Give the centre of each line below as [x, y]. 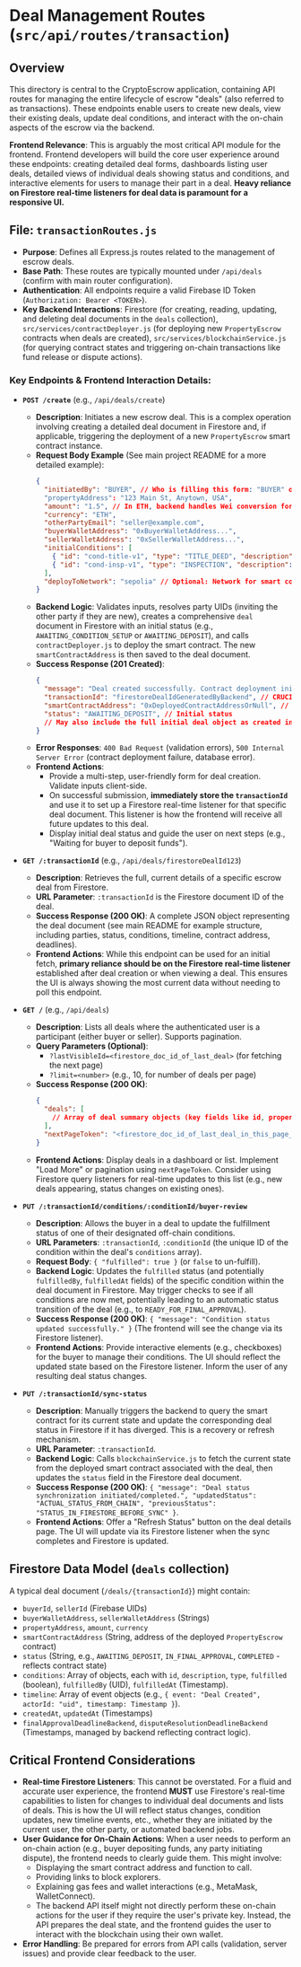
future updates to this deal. [99, 824]
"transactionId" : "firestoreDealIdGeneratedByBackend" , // [156, 698]
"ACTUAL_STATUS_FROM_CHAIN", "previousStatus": [126, 1503]
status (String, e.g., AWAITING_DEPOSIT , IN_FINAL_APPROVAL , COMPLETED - [151, 1655]
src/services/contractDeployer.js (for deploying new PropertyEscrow [151, 328]
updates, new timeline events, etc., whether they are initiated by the [147, 1820]
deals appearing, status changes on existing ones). [130, 1188]
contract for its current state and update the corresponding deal [154, 1420]
